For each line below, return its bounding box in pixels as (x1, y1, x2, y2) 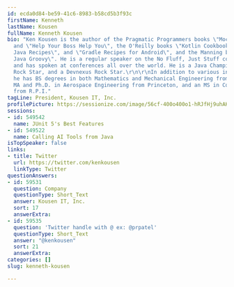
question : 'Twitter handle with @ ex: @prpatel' (13, 224, 157, 231)
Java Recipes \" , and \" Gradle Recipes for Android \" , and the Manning (13, 49, 223, 56)
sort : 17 (13, 205, 39, 212)
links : (7, 146, 26, 153)
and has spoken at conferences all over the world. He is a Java (13, 62, 208, 69)
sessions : (7, 107, 36, 114)
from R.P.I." (13, 88, 52, 95)
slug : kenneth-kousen (7, 263, 70, 270)
